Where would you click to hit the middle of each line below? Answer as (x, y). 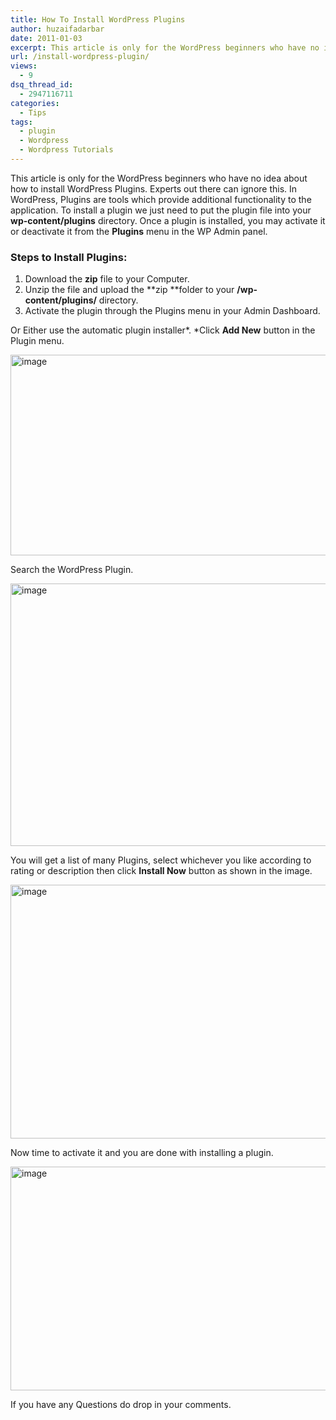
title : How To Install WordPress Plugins (98, 19)
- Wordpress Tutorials (66, 150)
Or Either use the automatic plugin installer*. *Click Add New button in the (163, 330)
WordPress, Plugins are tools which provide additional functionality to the (161, 199)
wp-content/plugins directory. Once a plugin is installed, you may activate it (168, 220)
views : (24, 66)
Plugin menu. (37, 341)
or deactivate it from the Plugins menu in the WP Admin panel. (139, 231)
